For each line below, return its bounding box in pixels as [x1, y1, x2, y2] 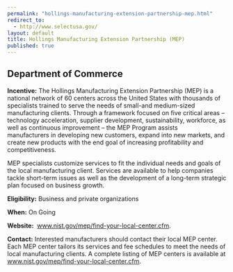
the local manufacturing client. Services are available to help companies [7, 166, 214, 174]
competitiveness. [7, 145, 57, 153]
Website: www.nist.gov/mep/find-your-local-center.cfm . [7, 221, 172, 230]
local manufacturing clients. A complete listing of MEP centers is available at [7, 249, 226, 257]
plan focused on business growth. [7, 181, 105, 189]
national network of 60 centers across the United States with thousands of [7, 94, 221, 102]
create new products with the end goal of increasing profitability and [7, 138, 204, 146]
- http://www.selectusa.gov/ [13, 23, 98, 30]
